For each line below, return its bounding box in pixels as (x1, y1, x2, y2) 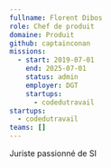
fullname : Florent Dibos (9, 13, 103, 23)
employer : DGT (25, 81, 79, 90)
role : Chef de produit (9, 22, 95, 31)
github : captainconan (9, 38, 91, 48)
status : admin (25, 73, 79, 82)
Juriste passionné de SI (9, 148, 97, 159)
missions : (9, 47, 47, 56)
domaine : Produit (9, 30, 75, 39)
